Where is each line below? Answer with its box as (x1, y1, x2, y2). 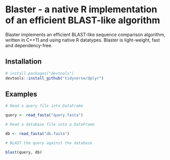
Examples (5, 90, 37, 98)
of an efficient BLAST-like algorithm (5, 14, 160, 26)
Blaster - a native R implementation (5, 4, 157, 15)
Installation (5, 57, 42, 66)
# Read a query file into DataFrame (5, 104, 83, 109)
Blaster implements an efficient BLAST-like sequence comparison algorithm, (5, 31, 166, 37)
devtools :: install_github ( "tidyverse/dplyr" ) (5, 75, 104, 81)
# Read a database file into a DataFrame (5, 122, 95, 127)
